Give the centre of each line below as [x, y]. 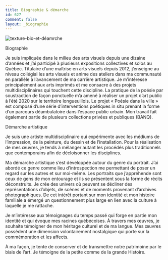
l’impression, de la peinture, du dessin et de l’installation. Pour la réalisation [83, 142]
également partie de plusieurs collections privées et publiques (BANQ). [79, 117]
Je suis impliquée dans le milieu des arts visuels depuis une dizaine [75, 58]
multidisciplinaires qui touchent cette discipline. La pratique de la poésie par [84, 90]
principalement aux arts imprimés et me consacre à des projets [71, 85]
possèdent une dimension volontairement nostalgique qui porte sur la [77, 232]
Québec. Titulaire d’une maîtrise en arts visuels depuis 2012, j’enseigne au [82, 69]
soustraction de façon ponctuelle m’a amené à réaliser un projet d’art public [84, 96]
